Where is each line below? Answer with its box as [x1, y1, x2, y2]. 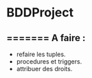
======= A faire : [6, 32, 86, 44]
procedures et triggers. [16, 57, 82, 66]
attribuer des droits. [16, 65, 73, 73]
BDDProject [6, 5, 73, 21]
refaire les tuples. [16, 50, 66, 58]
